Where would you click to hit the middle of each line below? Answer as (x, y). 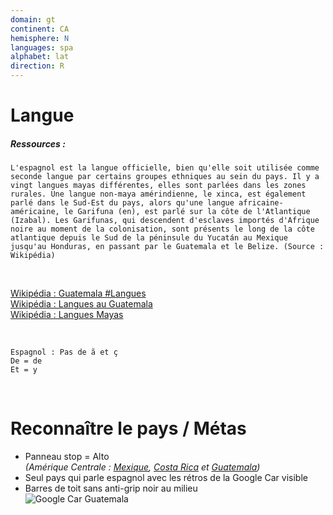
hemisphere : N (40, 38)
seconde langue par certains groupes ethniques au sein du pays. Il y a (165, 177)
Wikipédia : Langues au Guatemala (81, 304)
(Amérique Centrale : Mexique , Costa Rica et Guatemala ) (142, 467)
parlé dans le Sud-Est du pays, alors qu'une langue (122, 203)
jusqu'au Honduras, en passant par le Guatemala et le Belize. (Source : (167, 247)
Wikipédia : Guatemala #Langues (78, 293)
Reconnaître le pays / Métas (128, 428)
